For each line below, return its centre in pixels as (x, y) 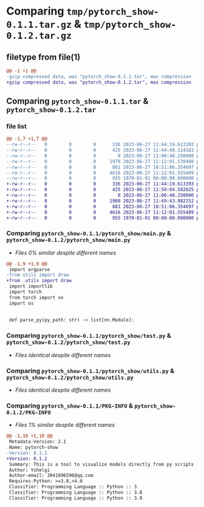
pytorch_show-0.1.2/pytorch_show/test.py (68, 343)
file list (17, 126)
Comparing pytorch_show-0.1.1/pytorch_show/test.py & (89, 336)
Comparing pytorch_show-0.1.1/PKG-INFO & (70, 406)
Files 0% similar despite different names (66, 252)
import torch (25, 292)
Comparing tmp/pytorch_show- (83, 11)
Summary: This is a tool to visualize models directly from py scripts (101, 464)
